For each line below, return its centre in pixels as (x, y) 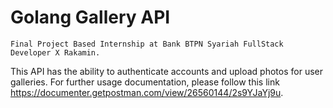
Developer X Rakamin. (55, 52)
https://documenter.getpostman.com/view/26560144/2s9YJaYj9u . (147, 92)
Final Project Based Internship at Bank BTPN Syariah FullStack (147, 44)
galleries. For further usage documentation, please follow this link (145, 82)
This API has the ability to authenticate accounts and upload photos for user (166, 71)
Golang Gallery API (90, 17)
